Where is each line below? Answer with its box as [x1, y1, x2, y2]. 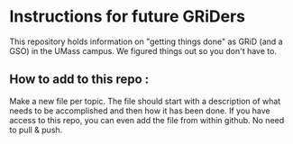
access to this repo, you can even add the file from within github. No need [9, 114, 285, 125]
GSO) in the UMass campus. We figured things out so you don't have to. [9, 45, 278, 56]
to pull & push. [9, 124, 63, 135]
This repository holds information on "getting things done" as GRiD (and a [9, 36, 283, 47]
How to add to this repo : [9, 72, 150, 87]
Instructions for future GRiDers [9, 6, 246, 27]
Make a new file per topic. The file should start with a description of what [9, 95, 281, 106]
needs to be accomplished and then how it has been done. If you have [9, 105, 270, 116]
